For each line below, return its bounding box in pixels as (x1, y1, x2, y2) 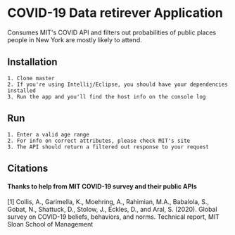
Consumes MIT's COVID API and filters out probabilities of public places (7, 28, 217, 37)
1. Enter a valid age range (7, 131, 90, 138)
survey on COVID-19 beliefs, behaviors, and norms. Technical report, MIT (7, 212, 220, 221)
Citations (7, 162, 49, 174)
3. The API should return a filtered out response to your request (7, 143, 210, 151)
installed (7, 87, 37, 94)
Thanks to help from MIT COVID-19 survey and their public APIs (7, 182, 197, 191)
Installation (7, 56, 58, 68)
